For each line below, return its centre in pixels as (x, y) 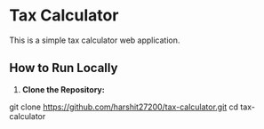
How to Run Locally (64, 68)
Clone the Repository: (63, 89)
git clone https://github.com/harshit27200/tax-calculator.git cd (124, 107)
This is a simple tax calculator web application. (95, 40)
